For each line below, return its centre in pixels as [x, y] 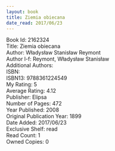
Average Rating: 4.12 [31, 91]
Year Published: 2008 [33, 110]
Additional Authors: [30, 65]
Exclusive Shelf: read [32, 129]
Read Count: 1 [23, 135]
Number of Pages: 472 [34, 104]
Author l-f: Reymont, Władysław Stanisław [58, 59]
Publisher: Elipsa [27, 97]
